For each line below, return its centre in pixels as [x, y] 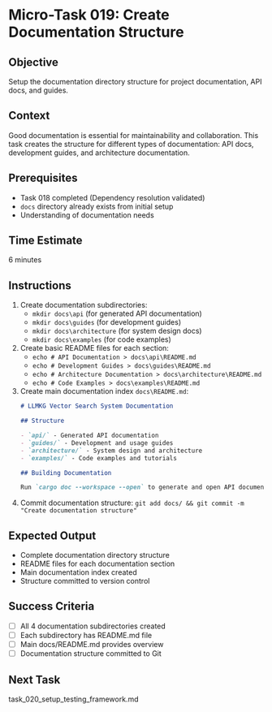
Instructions [40, 285]
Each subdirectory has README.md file [86, 635]
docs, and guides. [39, 90]
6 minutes [25, 260]
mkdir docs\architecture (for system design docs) [117, 331]
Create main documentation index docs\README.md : [104, 391]
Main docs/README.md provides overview [92, 644]
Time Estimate [45, 241]
